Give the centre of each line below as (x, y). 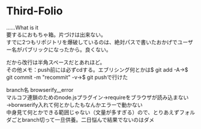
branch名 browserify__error (40, 90)
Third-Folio (34, 11)
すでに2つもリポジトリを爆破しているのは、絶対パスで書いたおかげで (92, 42)
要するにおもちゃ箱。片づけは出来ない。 (56, 35)
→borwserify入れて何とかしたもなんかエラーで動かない (74, 105)
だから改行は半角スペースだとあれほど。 (56, 62)
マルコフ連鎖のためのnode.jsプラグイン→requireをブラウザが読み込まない (97, 97)
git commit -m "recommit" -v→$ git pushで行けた (67, 77)
